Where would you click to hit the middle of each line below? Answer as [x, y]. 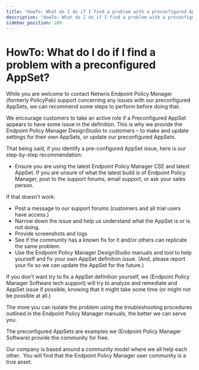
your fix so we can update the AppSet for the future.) [79, 265]
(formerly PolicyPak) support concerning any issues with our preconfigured [98, 100]
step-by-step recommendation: [44, 155]
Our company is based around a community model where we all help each [97, 349]
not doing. [27, 227]
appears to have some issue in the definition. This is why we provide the [94, 124]
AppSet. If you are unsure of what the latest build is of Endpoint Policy [100, 173]
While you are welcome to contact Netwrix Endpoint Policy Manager [89, 94]
